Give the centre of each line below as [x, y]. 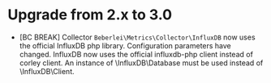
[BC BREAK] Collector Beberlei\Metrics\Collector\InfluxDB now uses [138, 37]
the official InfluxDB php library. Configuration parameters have [125, 45]
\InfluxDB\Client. [47, 71]
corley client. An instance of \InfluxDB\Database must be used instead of [141, 63]
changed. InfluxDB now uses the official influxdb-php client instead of [136, 54]
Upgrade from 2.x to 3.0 [90, 15]
